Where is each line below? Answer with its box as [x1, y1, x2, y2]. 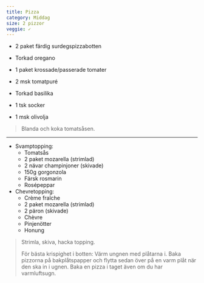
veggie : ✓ [6, 26, 32, 32]
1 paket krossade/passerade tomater [15, 66, 107, 74]
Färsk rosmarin [24, 175, 62, 183]
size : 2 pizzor [6, 20, 45, 26]
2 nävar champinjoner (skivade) [24, 162, 104, 169]
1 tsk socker [15, 102, 46, 109]
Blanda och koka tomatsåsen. [21, 125, 95, 133]
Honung [24, 226, 44, 234]
